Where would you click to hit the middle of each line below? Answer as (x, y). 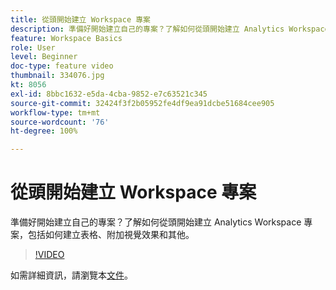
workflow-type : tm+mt (55, 112)
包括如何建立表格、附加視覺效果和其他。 (111, 235)
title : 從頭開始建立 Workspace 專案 (80, 19)
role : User (33, 47)
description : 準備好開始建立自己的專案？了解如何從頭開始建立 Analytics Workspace (170, 29)
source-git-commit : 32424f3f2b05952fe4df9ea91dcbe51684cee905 (142, 103)
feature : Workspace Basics (66, 38)
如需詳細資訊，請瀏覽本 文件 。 (71, 275)
